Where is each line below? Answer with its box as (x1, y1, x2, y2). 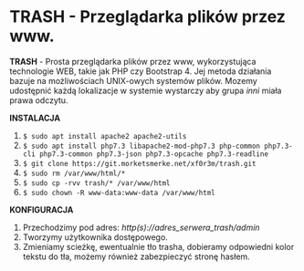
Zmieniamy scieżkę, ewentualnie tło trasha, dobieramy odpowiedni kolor (22, 241, 295, 252)
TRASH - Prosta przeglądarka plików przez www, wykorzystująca (9, 56, 257, 67)
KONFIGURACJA (9, 203, 74, 215)
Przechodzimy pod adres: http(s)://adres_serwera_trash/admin (22, 222, 260, 233)
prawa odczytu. (9, 94, 68, 106)
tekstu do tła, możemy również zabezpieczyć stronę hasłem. (22, 251, 251, 262)
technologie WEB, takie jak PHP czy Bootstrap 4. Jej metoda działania (9, 66, 272, 77)
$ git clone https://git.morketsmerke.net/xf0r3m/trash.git (22, 159, 257, 168)
